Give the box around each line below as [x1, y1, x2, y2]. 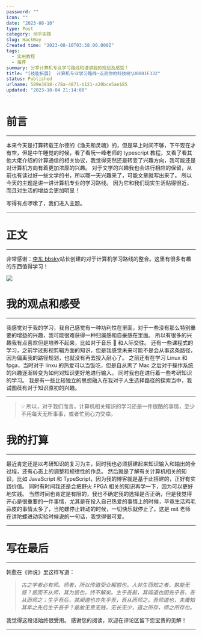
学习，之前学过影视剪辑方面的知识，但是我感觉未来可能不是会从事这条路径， [6, 347, 196, 354]
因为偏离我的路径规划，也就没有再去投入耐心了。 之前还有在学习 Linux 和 [6, 354, 188, 361]
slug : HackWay [6, 37, 42, 43]
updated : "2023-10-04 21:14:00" [6, 87, 87, 93]
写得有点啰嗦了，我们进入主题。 [6, 199, 85, 206]
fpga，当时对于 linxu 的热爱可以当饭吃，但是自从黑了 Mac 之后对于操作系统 [6, 362, 194, 369]
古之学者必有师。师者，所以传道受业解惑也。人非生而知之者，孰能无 [20, 581, 190, 588]
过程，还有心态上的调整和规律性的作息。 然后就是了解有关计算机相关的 [6, 468, 182, 475]
